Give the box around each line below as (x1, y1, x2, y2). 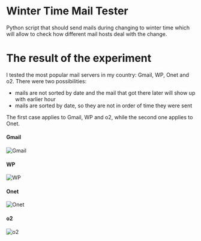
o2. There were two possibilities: (6, 77, 87, 85)
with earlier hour (14, 95, 56, 103)
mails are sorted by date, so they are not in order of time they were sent (14, 102, 193, 109)
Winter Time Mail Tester (6, 4, 128, 18)
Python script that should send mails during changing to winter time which (6, 24, 190, 31)
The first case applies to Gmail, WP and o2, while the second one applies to (6, 113, 193, 120)
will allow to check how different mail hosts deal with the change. (6, 30, 167, 37)
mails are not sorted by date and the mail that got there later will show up (14, 89, 196, 97)
